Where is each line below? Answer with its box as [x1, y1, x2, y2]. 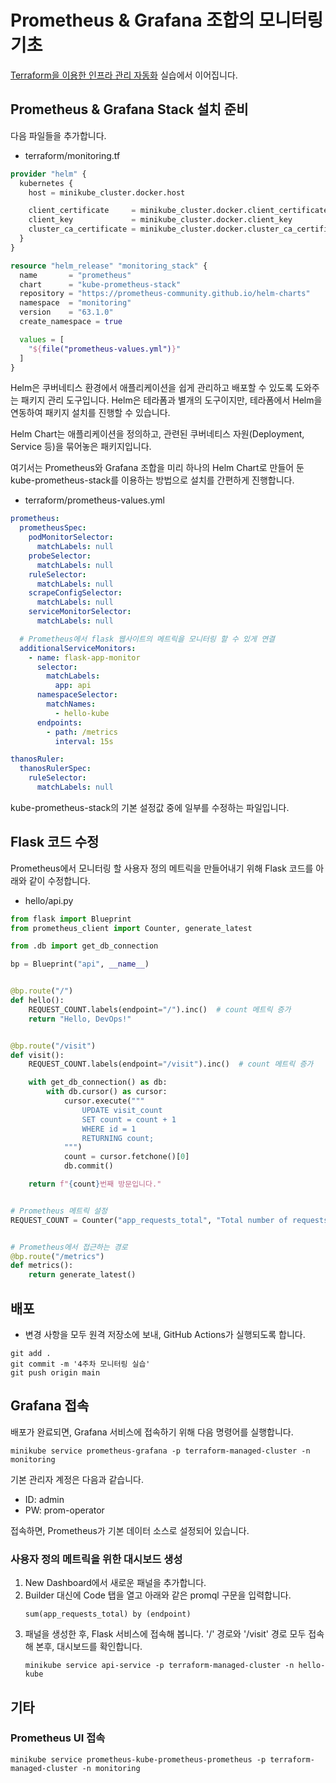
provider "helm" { [10, 169, 87, 179]
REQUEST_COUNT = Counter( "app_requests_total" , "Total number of [10, 1215, 288, 1225]
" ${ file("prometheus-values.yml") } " [28, 344, 182, 354]
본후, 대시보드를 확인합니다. [35, 1641, 143, 1653]
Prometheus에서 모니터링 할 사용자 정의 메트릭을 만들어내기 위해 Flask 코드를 [10, 862, 314, 874]
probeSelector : [28, 551, 92, 561]
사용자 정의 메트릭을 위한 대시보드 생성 [10, 1552, 183, 1566]
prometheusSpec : [19, 523, 87, 533]
